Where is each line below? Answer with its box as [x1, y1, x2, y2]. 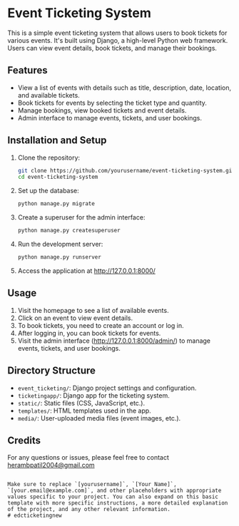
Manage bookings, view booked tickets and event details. [17, 105, 187, 115]
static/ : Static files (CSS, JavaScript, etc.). [17, 398, 145, 407]
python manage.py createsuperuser [17, 227, 121, 234]
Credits [7, 434, 41, 446]
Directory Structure [7, 365, 96, 377]
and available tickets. [17, 91, 80, 99]
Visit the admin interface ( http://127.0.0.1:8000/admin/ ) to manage [17, 336, 211, 345]
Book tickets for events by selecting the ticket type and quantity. [17, 98, 207, 107]
